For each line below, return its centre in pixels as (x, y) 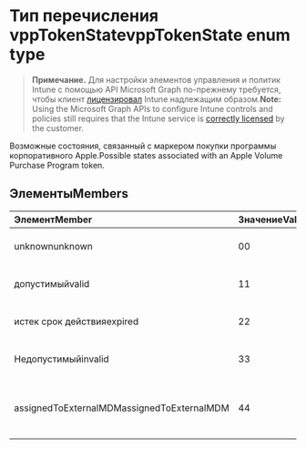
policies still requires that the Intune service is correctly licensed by (158, 118)
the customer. (58, 128)
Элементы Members (69, 194)
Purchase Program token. (57, 165)
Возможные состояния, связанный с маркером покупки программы (143, 146)
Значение (260, 219)
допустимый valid (52, 283)
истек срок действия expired (76, 321)
